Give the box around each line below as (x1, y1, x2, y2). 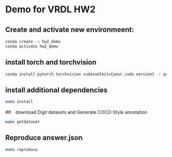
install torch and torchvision (5, 58, 97, 67)
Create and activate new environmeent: (5, 25, 134, 34)
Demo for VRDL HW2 (5, 4, 96, 15)
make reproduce (5, 147, 38, 152)
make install (5, 99, 33, 104)
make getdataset (5, 119, 40, 125)
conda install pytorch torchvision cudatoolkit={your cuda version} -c (5, 72, 161, 77)
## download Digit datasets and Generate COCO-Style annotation (5, 109, 147, 116)
